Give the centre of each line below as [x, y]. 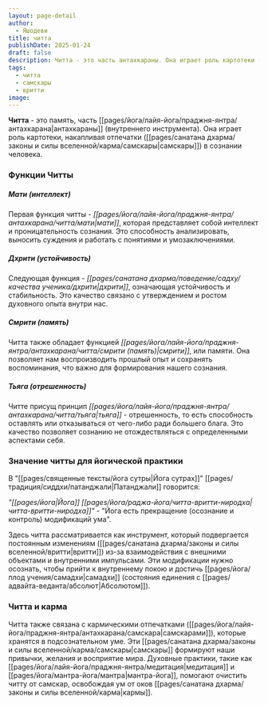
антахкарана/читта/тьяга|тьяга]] [65, 415]
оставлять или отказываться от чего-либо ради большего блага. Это [126, 423]
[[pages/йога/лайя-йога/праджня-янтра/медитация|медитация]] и [122, 667]
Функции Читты [41, 175]
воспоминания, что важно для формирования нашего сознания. [118, 368]
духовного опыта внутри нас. [58, 304]
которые [232, 632]
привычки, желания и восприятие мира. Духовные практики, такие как [130, 658]
